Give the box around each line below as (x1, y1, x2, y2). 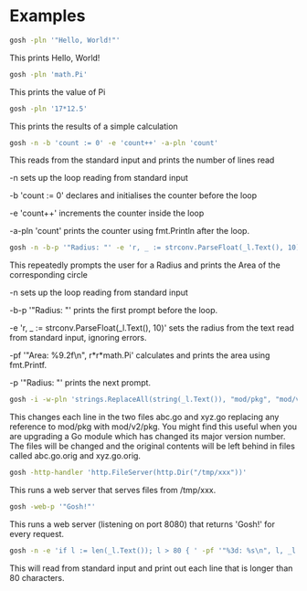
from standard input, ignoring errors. (9, 332, 148, 343)
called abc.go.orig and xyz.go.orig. (9, 450, 142, 461)
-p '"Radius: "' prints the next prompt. (9, 377, 152, 388)
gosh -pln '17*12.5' (9, 104, 89, 113)
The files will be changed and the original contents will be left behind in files (9, 440, 295, 452)
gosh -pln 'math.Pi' (9, 69, 89, 79)
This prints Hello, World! (9, 52, 101, 63)
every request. (9, 528, 65, 539)
